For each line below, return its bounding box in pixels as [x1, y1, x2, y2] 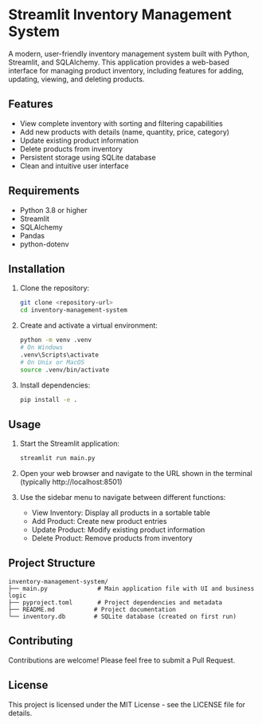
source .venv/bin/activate [19, 365, 110, 374]
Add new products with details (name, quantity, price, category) [19, 127, 229, 136]
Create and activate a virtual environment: [19, 321, 158, 330]
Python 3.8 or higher [19, 205, 88, 214]
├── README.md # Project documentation [8, 605, 177, 613]
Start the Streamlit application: [19, 439, 120, 448]
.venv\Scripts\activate [19, 351, 100, 359]
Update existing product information [19, 136, 139, 145]
